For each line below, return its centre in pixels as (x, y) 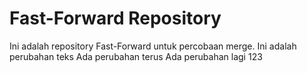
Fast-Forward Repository (115, 18)
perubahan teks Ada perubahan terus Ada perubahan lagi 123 (136, 56)
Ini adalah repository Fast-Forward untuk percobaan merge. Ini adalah (153, 46)
